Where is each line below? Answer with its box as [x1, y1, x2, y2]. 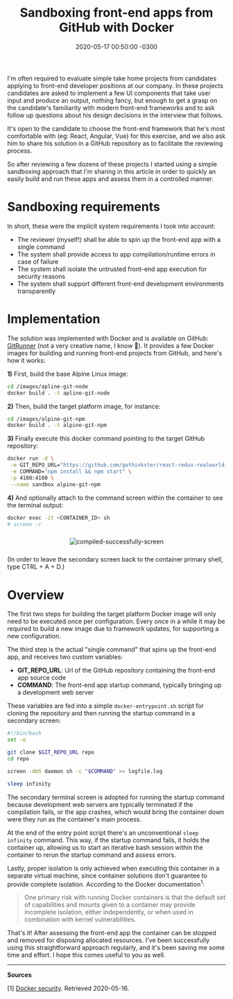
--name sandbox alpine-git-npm [10, 480, 101, 488]
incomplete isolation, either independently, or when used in [24, 908, 193, 917]
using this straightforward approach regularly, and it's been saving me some [7, 944, 225, 952]
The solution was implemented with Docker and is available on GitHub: [7, 334, 209, 342]
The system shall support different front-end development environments [17, 279, 224, 288]
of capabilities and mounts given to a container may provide [24, 901, 196, 909]
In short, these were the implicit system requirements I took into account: [7, 222, 216, 230]
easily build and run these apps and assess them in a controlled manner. [7, 175, 214, 183]
